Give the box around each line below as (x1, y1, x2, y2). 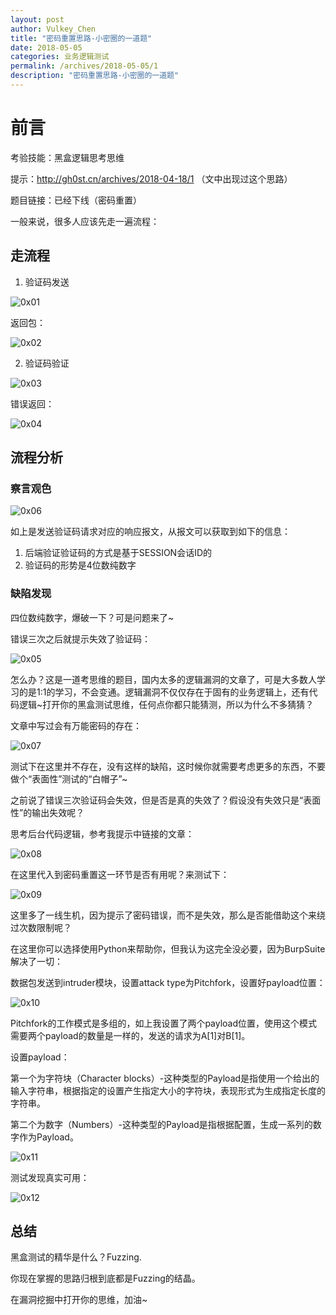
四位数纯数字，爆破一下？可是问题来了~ (10, 611, 175, 623)
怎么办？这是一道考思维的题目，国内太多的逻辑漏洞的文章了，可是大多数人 (10, 673, 317, 685)
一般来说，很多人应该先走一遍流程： (10, 215, 160, 227)
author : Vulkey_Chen (10, 24, 97, 34)
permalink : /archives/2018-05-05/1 (10, 61, 159, 71)
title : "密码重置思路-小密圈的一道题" (10, 33, 153, 43)
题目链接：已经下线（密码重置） (10, 194, 142, 206)
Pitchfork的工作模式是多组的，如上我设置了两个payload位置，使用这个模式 (10, 1017, 318, 1029)
